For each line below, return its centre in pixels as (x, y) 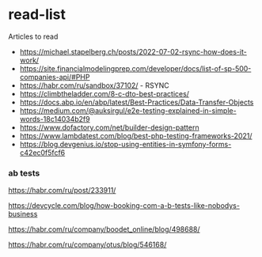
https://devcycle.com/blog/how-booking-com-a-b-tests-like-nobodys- (124, 206)
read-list (37, 15)
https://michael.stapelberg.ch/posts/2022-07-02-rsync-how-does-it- (133, 51)
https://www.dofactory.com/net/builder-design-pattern (109, 127)
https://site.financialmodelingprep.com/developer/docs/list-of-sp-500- (135, 68)
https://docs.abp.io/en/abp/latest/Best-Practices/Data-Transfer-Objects (137, 102)
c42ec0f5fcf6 (42, 153)
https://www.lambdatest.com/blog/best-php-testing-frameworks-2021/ (136, 135)
